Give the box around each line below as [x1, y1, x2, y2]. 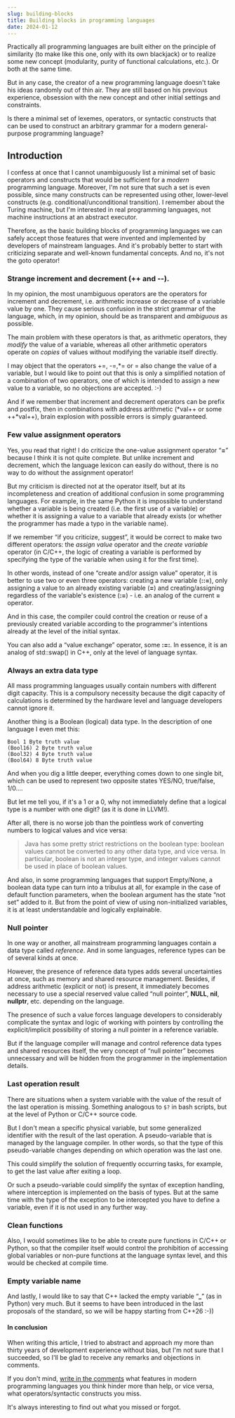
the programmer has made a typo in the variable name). [7, 519, 168, 527]
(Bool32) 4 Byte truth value [7, 751, 93, 758]
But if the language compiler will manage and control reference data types [7, 1039, 222, 1048]
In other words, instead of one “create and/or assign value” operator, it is [7, 569, 217, 577]
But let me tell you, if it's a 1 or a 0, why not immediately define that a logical [7, 797, 227, 806]
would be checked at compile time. [7, 1258, 109, 1267]
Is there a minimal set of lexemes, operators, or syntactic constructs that [7, 114, 217, 123]
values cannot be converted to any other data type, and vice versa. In [24, 847, 226, 856]
